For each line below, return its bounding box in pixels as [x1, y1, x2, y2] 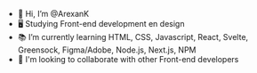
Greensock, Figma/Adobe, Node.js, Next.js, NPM [17, 45, 197, 55]
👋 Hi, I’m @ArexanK [17, 9, 90, 19]
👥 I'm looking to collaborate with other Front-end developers [17, 54, 239, 64]
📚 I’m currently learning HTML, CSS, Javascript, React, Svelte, [17, 32, 249, 42]
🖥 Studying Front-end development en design [17, 19, 185, 28]
